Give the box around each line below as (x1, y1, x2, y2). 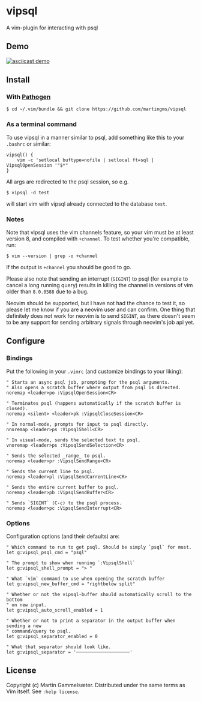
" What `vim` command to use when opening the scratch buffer (6, 576, 165, 582)
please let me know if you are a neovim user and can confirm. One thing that (6, 306, 196, 313)
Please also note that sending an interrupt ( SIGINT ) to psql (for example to (6, 275, 188, 282)
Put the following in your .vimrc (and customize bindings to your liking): (6, 368, 183, 375)
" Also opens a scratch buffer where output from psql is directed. (6, 384, 181, 390)
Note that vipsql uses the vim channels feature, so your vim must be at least (6, 229, 194, 236)
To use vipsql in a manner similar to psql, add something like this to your (6, 134, 185, 141)
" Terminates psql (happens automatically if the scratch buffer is (6, 400, 181, 406)
